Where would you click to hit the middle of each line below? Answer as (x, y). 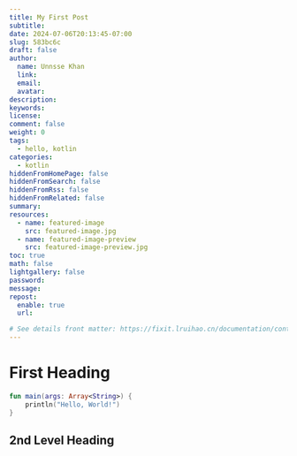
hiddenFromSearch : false (55, 182)
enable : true (41, 305)
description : (33, 99)
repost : (23, 297)
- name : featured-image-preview (77, 239)
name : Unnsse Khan (51, 67)
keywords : (27, 108)
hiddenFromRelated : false (57, 198)
